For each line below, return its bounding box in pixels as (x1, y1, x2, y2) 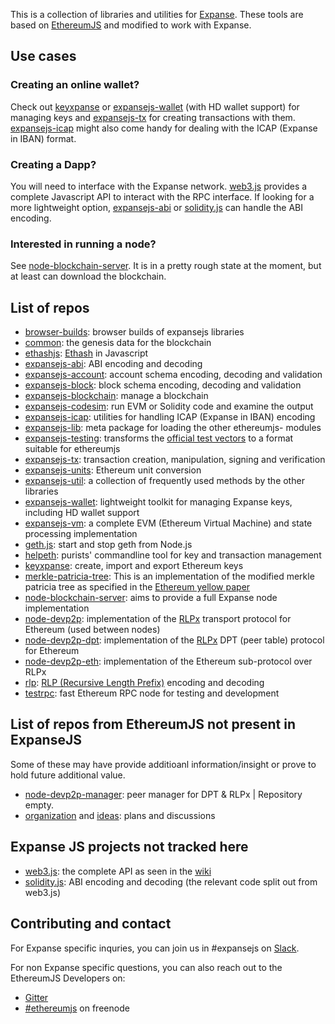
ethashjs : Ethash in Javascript (24, 347, 149, 359)
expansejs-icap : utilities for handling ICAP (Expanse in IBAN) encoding (24, 411, 316, 423)
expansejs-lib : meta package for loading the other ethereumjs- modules (24, 422, 322, 434)
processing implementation (24, 528, 138, 540)
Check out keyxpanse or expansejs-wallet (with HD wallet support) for (10, 100, 300, 113)
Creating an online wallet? (10, 78, 140, 92)
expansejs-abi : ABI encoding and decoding (24, 358, 203, 370)
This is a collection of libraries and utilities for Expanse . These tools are (10, 9, 304, 20)
